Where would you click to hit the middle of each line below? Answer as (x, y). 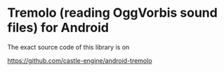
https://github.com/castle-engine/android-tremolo (80, 60)
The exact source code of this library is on (68, 47)
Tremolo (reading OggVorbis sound (112, 13)
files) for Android (58, 28)
